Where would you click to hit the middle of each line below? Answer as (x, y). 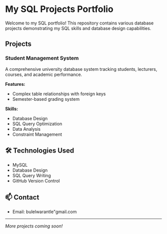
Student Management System (42, 58)
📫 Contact (22, 197)
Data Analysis (26, 129)
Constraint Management (37, 134)
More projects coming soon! (34, 226)
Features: (15, 84)
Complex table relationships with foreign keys (59, 94)
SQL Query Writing (32, 176)
